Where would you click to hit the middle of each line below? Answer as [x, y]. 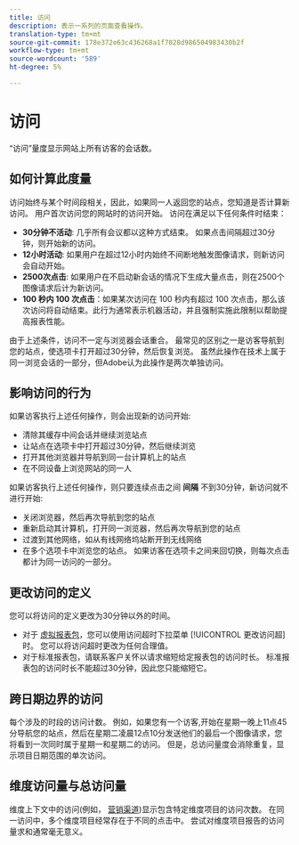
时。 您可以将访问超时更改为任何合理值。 [97, 646]
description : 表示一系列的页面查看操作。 [78, 26]
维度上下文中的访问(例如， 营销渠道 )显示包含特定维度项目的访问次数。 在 [143, 809]
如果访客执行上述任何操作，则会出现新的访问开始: [100, 416]
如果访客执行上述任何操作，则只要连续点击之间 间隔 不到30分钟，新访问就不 [149, 487]
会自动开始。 [45, 265]
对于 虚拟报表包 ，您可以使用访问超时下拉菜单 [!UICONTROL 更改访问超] [154, 635]
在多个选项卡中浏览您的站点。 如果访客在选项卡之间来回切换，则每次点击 [156, 551]
